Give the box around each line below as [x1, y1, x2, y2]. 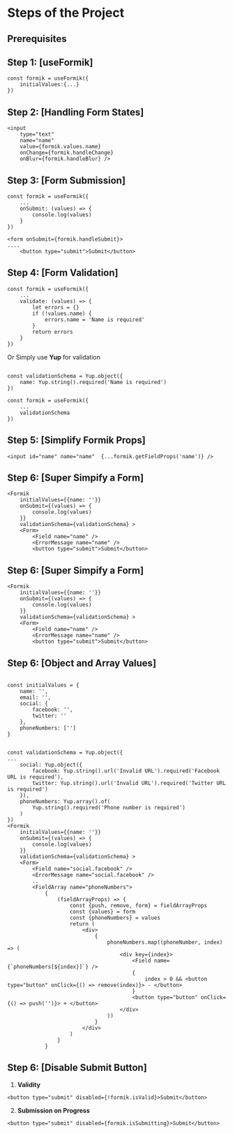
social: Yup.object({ [20, 761, 82, 769]
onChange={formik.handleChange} [20, 149, 114, 157]
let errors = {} [32, 304, 80, 311]
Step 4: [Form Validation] [7, 267, 119, 279]
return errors [32, 328, 73, 335]
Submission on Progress [17, 1106, 91, 1114]
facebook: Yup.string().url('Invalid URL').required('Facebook [32, 767, 220, 774]
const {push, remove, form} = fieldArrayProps [69, 902, 208, 909]
